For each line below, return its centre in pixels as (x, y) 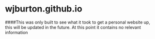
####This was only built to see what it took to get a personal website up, (77, 22)
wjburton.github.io (44, 9)
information (16, 32)
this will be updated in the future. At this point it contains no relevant (73, 27)
